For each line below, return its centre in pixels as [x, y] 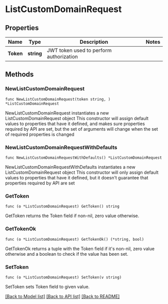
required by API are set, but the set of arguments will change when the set [82, 129]
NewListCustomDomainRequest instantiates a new [57, 113]
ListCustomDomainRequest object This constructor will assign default [77, 118]
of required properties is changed [40, 134]
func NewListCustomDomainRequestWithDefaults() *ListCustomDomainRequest [84, 158]
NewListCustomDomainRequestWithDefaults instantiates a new [70, 167]
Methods [19, 75]
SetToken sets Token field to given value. [47, 286]
